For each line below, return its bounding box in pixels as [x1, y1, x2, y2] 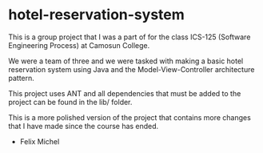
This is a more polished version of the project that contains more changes [8, 112, 252, 122]
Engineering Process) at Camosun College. [8, 40, 150, 50]
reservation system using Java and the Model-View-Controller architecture [8, 64, 255, 74]
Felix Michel [19, 136, 60, 146]
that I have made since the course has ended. [8, 121, 159, 131]
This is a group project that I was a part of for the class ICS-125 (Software [8, 32, 251, 42]
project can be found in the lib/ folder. [8, 97, 133, 107]
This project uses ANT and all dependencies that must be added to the [8, 88, 241, 98]
